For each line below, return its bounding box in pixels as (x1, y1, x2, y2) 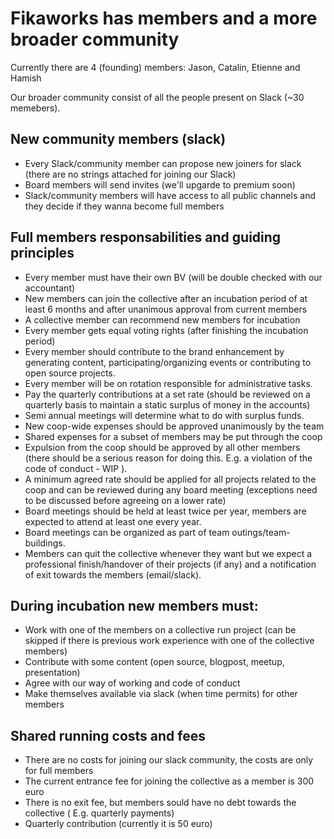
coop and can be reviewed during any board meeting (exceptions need (24, 483, 318, 496)
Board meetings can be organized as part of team (24, 526, 230, 538)
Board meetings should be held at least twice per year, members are (24, 505, 307, 517)
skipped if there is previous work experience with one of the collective (24, 635, 315, 647)
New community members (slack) (10, 131, 227, 148)
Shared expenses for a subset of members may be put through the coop (24, 430, 323, 442)
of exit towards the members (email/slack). (24, 568, 202, 581)
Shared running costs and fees (10, 727, 206, 744)
